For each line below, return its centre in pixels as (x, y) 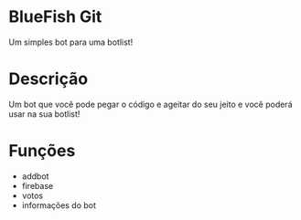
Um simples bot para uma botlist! (71, 42)
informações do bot (59, 205)
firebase (38, 185)
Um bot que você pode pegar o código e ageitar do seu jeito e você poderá (151, 104)
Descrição (48, 79)
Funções (42, 151)
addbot (35, 176)
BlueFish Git (55, 17)
